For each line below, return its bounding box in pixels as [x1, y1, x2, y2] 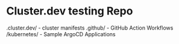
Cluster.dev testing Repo [6, 4, 133, 18]
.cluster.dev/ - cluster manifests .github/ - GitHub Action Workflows [6, 24, 174, 31]
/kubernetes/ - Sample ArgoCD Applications [6, 30, 116, 37]
